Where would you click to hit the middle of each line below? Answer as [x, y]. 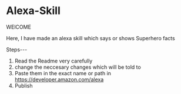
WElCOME [19, 27]
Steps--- [17, 49]
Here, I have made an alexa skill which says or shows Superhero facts [90, 38]
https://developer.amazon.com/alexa [59, 79]
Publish [24, 85]
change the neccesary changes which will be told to [78, 67]
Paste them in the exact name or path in [63, 73]
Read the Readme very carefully [53, 61]
